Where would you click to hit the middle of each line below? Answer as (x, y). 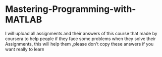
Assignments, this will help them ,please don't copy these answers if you (79, 44)
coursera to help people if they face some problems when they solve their (81, 39)
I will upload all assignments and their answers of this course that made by (81, 33)
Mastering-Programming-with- (71, 9)
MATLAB (24, 20)
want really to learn (25, 49)
